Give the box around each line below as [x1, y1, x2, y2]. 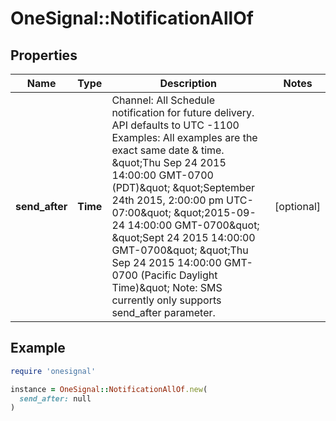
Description [159, 77, 217, 90]
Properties [10, 47, 78, 64]
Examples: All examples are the [111, 131, 258, 144]
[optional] [274, 200, 321, 213]
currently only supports [111, 293, 222, 307]
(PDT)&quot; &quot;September [111, 181, 256, 194]
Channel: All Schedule [111, 93, 215, 107]
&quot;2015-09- [173, 206, 257, 219]
